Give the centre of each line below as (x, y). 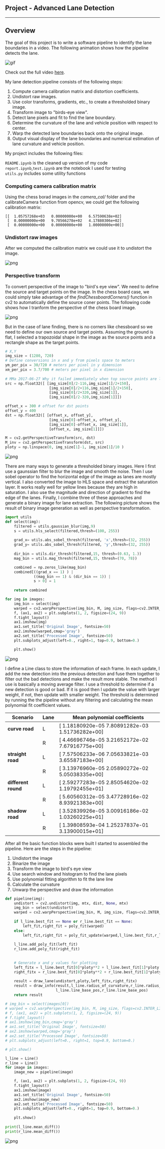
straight (17, 754)
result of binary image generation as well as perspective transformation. (78, 508)
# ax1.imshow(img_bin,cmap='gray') (41, 1022)
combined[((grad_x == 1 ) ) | (44, 572)
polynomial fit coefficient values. (38, 705)
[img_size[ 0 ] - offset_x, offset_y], (85, 420)
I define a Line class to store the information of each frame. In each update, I (82, 668)
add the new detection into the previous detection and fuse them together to (82, 674)
